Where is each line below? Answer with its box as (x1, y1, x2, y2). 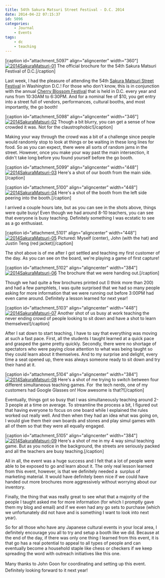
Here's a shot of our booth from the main (58, 169, 141, 176)
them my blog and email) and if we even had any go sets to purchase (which (5, 504, 160, 510)
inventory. (5, 484, 26, 490)
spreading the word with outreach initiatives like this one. (5, 550, 121, 556)
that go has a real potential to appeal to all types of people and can (5, 540, 141, 546)
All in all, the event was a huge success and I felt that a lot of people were (5, 458, 155, 464)
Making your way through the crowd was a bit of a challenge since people (5, 133, 155, 139)
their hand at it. (5, 361, 36, 367)
